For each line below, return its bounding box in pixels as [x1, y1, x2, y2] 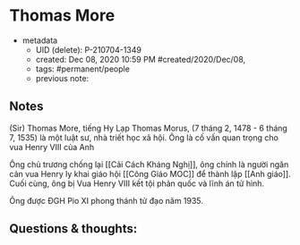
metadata [21, 35, 58, 46]
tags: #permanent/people [35, 63, 130, 74]
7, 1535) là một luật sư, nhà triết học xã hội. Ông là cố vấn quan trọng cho [9, 131, 279, 143]
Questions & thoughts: [9, 221, 138, 237]
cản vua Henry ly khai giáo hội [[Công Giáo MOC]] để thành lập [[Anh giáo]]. [9, 168, 291, 179]
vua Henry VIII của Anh [9, 141, 95, 152]
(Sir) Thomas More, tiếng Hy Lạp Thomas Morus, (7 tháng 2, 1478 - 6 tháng [9, 122, 288, 133]
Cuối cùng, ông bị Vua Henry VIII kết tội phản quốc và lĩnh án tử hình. [9, 178, 265, 189]
